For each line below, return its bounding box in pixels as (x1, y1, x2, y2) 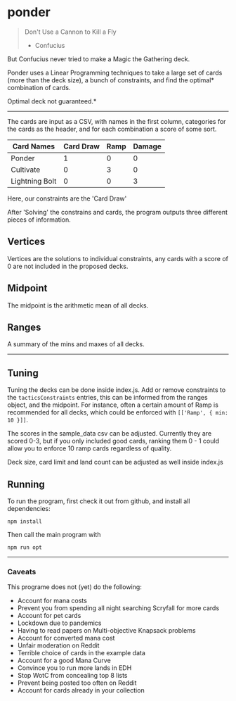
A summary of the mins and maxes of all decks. (7, 340, 145, 348)
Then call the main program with (7, 531, 101, 538)
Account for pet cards (17, 612, 81, 620)
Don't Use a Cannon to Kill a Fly (24, 27, 117, 36)
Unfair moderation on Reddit (17, 641, 100, 650)
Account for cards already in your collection (17, 686, 145, 695)
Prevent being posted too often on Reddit (17, 678, 137, 687)
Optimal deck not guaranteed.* (7, 96, 97, 106)
